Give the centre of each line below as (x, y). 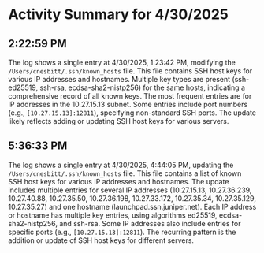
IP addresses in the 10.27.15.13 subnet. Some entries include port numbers (128, 104)
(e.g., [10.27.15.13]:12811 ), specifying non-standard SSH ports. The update (132, 113)
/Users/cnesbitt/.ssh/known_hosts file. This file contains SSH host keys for (130, 71)
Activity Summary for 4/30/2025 (118, 15)
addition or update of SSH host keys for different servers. (101, 240)
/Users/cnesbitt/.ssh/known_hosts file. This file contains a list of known (125, 173)
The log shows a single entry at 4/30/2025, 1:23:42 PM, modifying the (122, 62)
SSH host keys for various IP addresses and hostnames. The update (119, 181)
